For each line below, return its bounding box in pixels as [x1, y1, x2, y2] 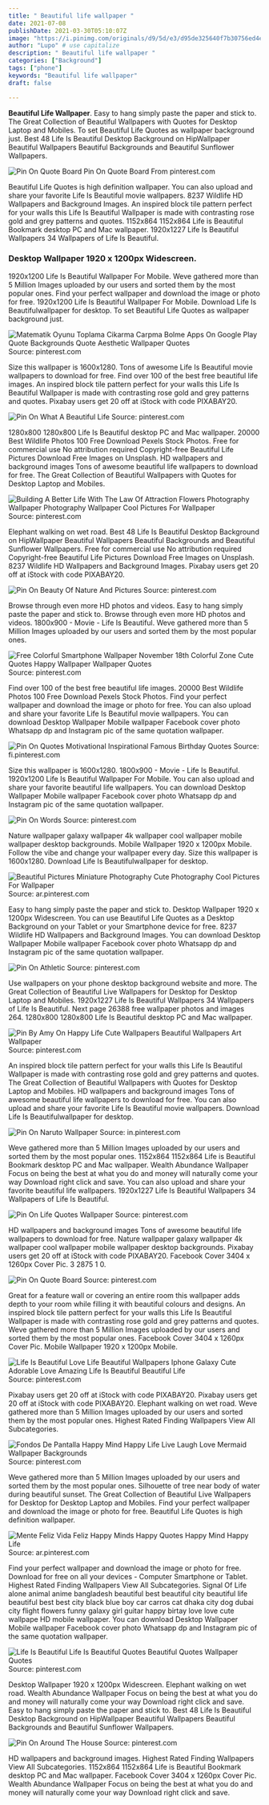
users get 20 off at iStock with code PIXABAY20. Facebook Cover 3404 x [8, 1251, 251, 1260]
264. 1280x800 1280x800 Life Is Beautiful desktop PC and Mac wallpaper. [8, 1012, 253, 1022]
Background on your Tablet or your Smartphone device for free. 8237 [8, 921, 238, 931]
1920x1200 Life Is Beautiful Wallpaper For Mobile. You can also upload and [8, 774, 255, 783]
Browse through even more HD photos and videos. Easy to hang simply [8, 600, 243, 611]
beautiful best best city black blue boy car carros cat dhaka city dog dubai [8, 1597, 254, 1607]
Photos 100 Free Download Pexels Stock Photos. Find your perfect [8, 692, 227, 701]
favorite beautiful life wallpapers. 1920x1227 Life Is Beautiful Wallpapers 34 [8, 1186, 256, 1195]
